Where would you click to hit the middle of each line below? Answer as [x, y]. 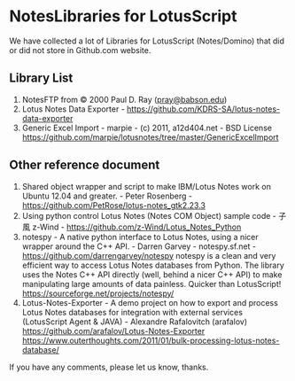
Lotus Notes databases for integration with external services [132, 312]
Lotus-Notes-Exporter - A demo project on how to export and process [150, 302]
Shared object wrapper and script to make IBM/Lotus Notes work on [147, 186]
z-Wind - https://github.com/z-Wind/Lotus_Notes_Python [137, 227]
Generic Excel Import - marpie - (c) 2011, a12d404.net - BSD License [147, 128]
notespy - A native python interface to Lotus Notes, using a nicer [140, 237]
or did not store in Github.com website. [80, 50]
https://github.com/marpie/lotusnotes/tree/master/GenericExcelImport [150, 137]
